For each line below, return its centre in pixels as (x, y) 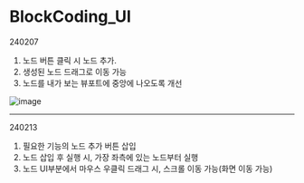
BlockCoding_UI (70, 17)
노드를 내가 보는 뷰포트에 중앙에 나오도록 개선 (102, 82)
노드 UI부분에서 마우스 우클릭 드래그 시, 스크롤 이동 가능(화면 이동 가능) (147, 169)
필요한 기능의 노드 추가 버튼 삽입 (79, 146)
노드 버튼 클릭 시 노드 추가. (70, 60)
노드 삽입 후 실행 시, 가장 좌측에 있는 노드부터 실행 (110, 157)
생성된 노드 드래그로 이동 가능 (74, 72)
